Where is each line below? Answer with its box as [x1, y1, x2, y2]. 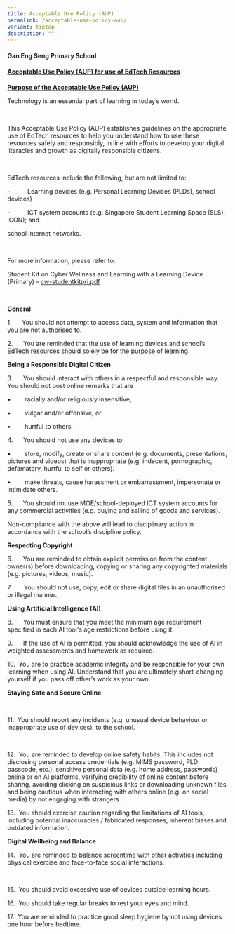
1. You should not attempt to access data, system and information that [7, 319, 218, 327]
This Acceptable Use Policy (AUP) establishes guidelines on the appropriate [7, 124, 227, 133]
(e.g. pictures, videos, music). [7, 570, 93, 578]
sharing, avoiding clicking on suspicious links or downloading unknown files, [7, 780, 229, 789]
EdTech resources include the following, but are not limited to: [7, 173, 187, 182]
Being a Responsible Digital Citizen [7, 361, 111, 369]
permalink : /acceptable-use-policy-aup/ [7, 17, 128, 24]
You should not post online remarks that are [7, 382, 134, 390]
